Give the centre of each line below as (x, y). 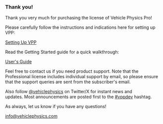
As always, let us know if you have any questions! (56, 107)
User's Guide (19, 62)
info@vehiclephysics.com (31, 116)
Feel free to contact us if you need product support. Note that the (72, 71)
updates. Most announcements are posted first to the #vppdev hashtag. (79, 97)
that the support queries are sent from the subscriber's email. (68, 82)
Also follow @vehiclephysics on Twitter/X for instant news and (69, 92)
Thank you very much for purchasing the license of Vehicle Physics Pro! (79, 18)
